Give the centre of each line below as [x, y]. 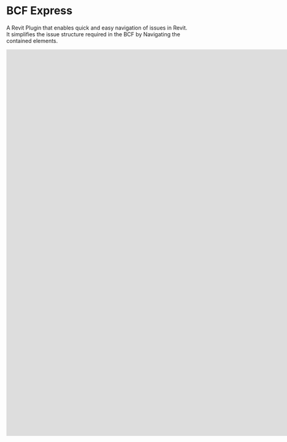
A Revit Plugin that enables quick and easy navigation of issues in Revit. [97, 28]
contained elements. [32, 41]
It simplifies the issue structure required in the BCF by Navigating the [94, 34]
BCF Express [39, 11]
